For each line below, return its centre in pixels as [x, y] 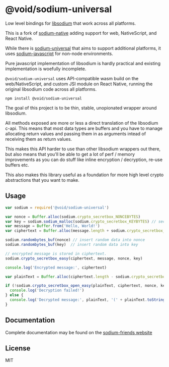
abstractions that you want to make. [42, 180]
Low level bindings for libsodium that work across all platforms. [71, 23]
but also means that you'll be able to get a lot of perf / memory [70, 154]
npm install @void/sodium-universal [44, 98]
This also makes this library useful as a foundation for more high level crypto [84, 175]
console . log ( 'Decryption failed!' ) [47, 291]
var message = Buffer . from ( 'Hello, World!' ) [53, 226]
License [18, 348]
